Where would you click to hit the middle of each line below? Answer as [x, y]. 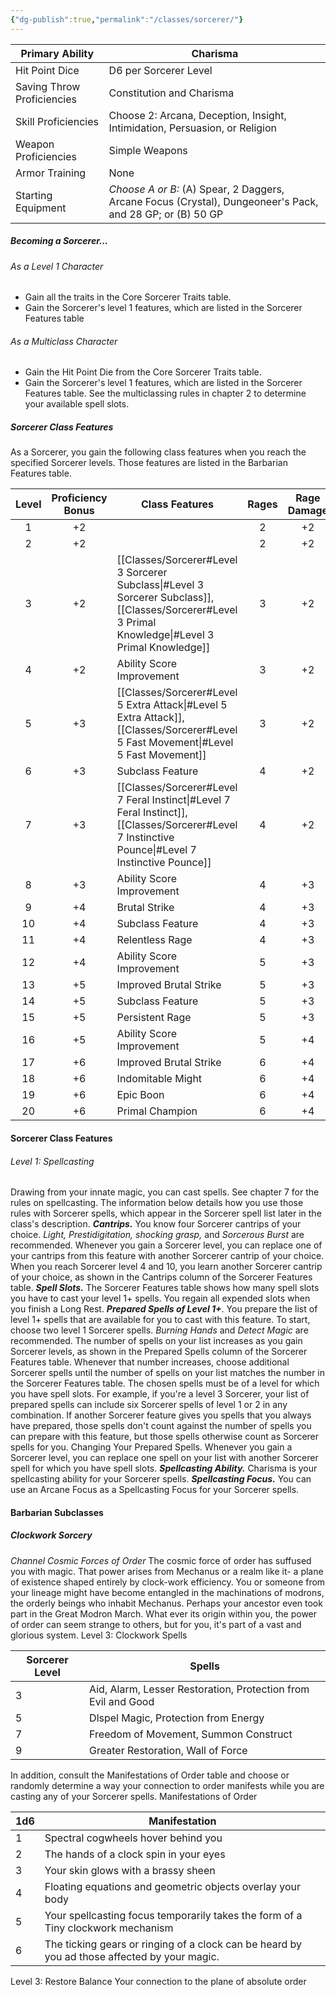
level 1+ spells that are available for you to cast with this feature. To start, [160, 1320]
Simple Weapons [148, 150]
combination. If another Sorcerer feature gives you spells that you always [161, 1415]
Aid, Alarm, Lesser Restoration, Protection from [199, 1689]
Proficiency [79, 498]
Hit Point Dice [47, 70]
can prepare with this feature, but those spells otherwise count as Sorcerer [165, 1437]
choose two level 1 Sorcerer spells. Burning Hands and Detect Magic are [159, 1330]
